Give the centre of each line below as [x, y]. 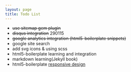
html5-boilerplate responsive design [49, 64]
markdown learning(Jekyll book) [45, 59]
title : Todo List [23, 14]
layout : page [18, 9]
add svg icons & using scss [40, 49]
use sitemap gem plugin [37, 28]
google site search [31, 43]
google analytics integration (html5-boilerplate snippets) [69, 38]
